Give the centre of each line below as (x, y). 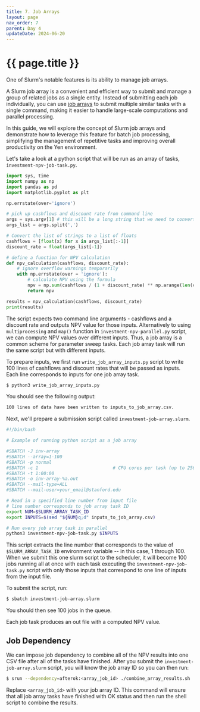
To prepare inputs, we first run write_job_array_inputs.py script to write (95, 361)
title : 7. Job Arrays (33, 12)
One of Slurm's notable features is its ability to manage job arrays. (87, 80)
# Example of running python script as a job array (71, 441)
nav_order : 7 (22, 23)
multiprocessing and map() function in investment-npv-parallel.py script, (97, 331)
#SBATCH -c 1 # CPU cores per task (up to (96, 468)
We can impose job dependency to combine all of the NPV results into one (97, 655)
